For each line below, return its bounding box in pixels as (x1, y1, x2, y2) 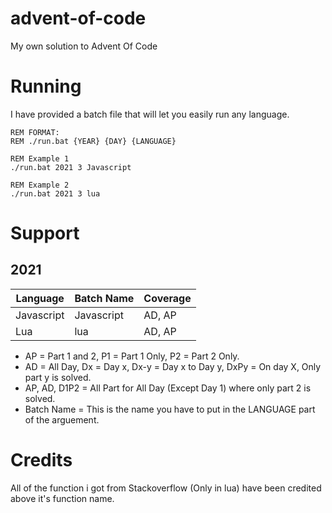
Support (10, 222, 80, 245)
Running (10, 75, 82, 98)
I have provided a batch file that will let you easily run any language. (10, 108, 290, 120)
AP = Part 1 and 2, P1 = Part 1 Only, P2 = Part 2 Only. (24, 350, 240, 362)
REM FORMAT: (10, 127, 60, 137)
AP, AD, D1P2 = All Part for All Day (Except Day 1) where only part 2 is (24, 382, 312, 394)
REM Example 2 (10, 180, 70, 190)
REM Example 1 (10, 153, 70, 164)
